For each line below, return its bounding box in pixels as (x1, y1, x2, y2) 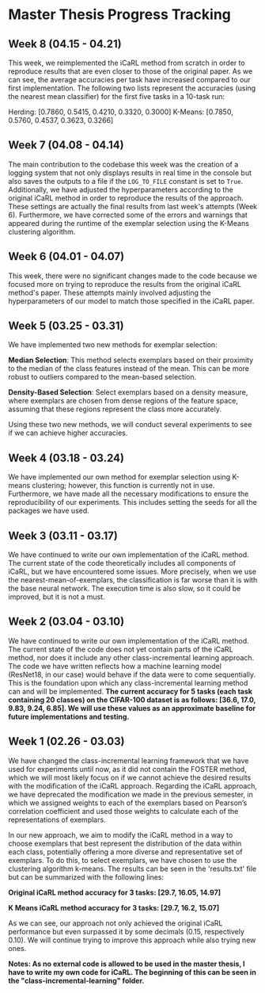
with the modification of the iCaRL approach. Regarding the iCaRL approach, (8, 781, 258, 790)
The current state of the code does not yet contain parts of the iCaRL (8, 644, 233, 654)
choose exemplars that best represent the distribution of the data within (8, 838, 242, 848)
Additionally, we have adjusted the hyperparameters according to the (8, 185, 233, 194)
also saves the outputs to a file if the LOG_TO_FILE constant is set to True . (8, 176, 244, 185)
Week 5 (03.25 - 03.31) (8, 319, 124, 333)
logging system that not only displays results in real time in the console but (8, 168, 252, 178)
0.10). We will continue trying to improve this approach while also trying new (8, 935, 256, 945)
